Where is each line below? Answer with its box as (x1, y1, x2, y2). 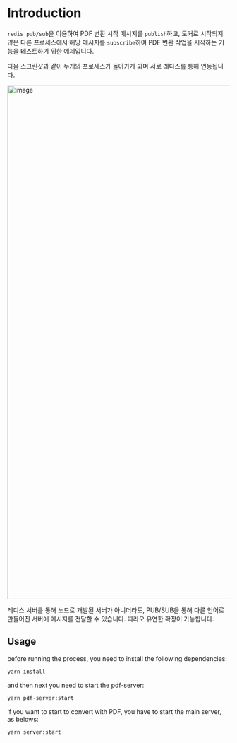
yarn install (7, 668, 46, 675)
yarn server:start (7, 728, 61, 736)
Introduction (7, 5, 82, 21)
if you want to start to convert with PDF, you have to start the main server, (7, 707, 222, 715)
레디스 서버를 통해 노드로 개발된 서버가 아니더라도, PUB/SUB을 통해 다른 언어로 (7, 606, 224, 614)
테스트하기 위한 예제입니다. (20, 47, 95, 55)
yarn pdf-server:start (7, 694, 74, 701)
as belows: (7, 715, 39, 723)
